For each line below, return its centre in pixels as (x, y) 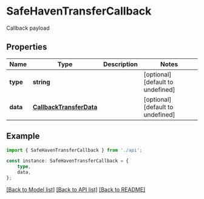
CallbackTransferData (65, 107)
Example (23, 136)
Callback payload (28, 28)
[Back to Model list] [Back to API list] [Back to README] (76, 189)
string (41, 82)
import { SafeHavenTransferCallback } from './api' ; (74, 150)
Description (120, 64)
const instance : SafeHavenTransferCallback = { (68, 161)
